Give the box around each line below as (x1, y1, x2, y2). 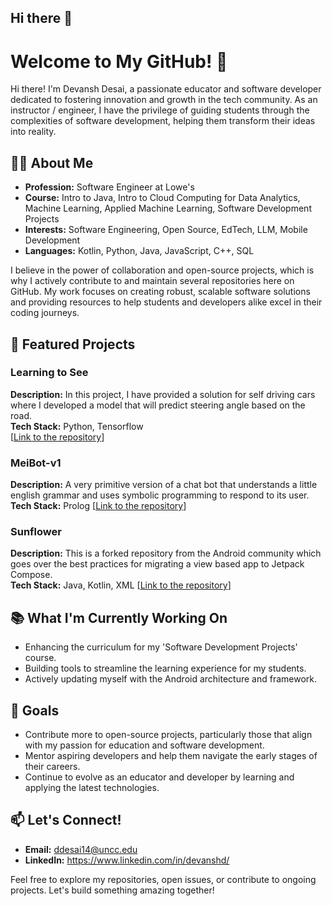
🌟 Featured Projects (10, 336, 136, 353)
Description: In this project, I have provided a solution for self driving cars (10, 388, 316, 400)
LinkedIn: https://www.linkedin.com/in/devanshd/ (24, 854, 230, 866)
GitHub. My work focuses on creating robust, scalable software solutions (10, 286, 311, 298)
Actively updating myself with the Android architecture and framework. (24, 673, 318, 685)
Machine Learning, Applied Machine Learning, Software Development (24, 202, 312, 215)
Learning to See (10, 366, 89, 380)
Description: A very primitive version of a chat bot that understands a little (10, 479, 318, 491)
